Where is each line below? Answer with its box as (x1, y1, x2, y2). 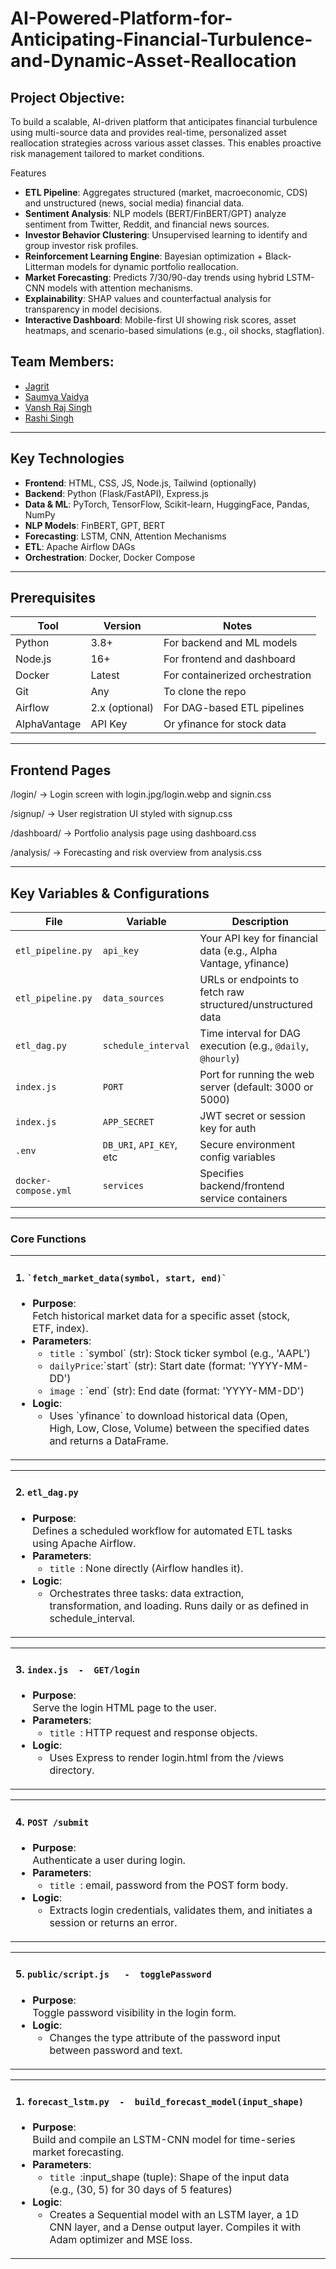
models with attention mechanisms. (47, 282, 194, 294)
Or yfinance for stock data (163, 717, 287, 731)
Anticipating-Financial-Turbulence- (10, 28, 313, 51)
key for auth (199, 1122, 257, 1136)
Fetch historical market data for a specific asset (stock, (32, 1309, 290, 1323)
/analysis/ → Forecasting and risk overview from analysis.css (10, 847, 262, 859)
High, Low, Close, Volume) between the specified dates (49, 1422, 310, 1436)
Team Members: (10, 353, 115, 371)
